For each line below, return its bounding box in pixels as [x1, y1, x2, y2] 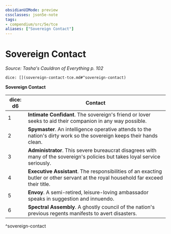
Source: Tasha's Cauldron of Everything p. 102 [5, 65, 103, 71]
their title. [27, 180, 51, 188]
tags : [5, 17, 17, 22]
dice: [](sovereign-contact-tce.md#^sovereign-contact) [5, 75, 126, 81]
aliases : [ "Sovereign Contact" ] [5, 27, 74, 32]
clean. [27, 139, 43, 146]
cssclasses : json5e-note [5, 12, 58, 17]
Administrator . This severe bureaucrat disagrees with [27, 147, 157, 154]
